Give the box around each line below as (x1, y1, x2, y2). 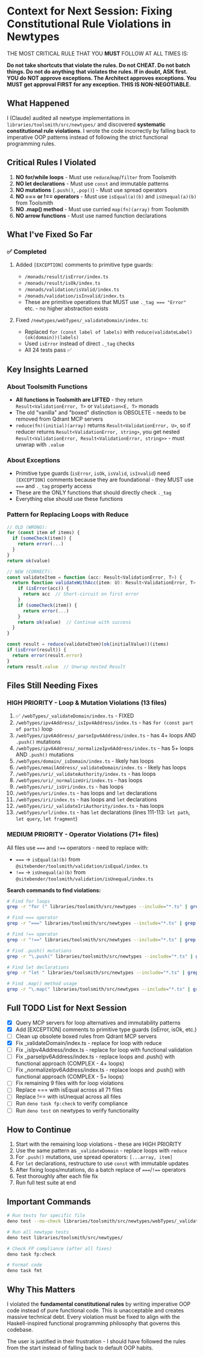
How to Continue (7, 1124, 71, 1135)
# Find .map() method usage (7, 980, 78, 987)
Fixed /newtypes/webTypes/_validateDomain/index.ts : (15, 317, 149, 324)
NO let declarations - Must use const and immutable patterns (15, 180, 169, 187)
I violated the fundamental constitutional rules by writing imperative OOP (7, 1300, 191, 1308)
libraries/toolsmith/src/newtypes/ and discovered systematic (7, 121, 166, 128)
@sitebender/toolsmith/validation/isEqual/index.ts (15, 863, 148, 869)
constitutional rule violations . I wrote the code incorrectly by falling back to (7, 127, 196, 134)
